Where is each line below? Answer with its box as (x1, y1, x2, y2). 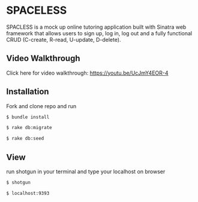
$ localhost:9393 (6, 190, 50, 196)
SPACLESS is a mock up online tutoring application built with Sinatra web (6, 23, 187, 30)
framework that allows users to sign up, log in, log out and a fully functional (6, 29, 193, 36)
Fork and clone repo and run (6, 102, 77, 109)
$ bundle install (6, 114, 50, 120)
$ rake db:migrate (6, 125, 52, 131)
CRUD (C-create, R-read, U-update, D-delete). (6, 36, 121, 43)
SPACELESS (6, 4, 67, 17)
